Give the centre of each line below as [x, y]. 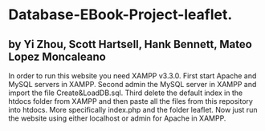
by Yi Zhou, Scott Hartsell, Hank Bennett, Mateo [130, 44]
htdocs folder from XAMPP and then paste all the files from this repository [130, 101]
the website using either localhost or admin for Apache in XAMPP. [117, 118]
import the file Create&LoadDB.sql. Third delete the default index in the [126, 93]
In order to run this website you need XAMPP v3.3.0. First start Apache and [132, 76]
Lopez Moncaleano [57, 56]
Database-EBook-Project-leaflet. [120, 15]
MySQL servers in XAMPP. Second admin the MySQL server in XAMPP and [132, 84]
